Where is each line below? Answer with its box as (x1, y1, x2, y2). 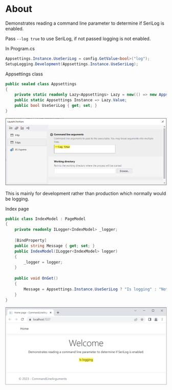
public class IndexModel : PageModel (5, 216, 86, 221)
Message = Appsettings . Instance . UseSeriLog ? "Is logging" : (24, 286, 157, 292)
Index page (5, 206, 29, 212)
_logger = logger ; (24, 259, 63, 265)
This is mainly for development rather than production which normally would (5, 190, 166, 196)
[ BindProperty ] (14, 238, 47, 243)
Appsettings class (5, 70, 44, 77)
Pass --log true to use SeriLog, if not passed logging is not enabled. (5, 35, 151, 42)
